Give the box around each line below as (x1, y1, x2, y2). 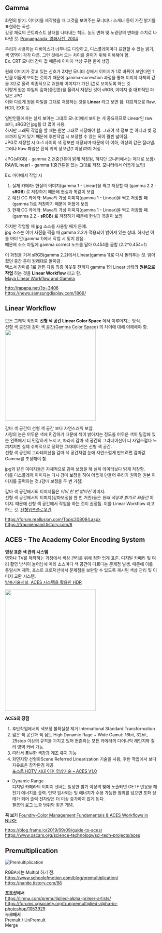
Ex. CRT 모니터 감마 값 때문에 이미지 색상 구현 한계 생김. (5, 58, 111, 64)
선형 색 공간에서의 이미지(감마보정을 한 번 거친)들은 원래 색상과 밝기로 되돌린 (5, 494, 149, 500)
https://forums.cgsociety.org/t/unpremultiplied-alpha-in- (5, 901, 118, 907)
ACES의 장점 (5, 715, 29, 721)
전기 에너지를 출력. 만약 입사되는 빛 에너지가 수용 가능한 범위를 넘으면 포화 (12, 790, 151, 796)
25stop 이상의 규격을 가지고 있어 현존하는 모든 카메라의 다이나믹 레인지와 (12, 738, 150, 744)
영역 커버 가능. (17, 744, 44, 750)
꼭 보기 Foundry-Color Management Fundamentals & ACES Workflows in (5, 812, 148, 818)
